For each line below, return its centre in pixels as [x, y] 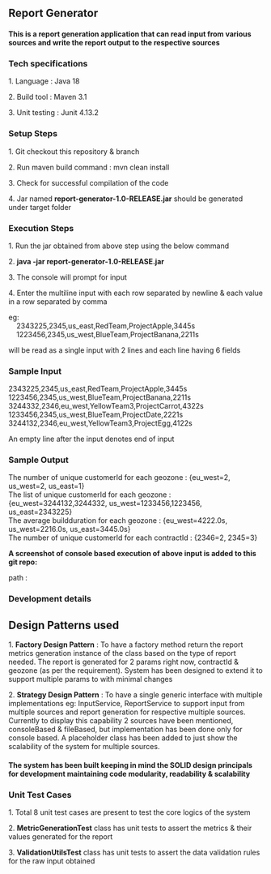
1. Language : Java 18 [44, 81]
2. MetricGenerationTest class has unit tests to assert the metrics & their [130, 828]
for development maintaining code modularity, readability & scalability [129, 773]
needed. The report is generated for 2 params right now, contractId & [123, 662]
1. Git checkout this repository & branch [74, 151]
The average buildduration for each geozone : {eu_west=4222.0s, [118, 521]
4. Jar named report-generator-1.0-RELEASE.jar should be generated [126, 199]
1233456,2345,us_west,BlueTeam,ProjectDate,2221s [96, 415]
